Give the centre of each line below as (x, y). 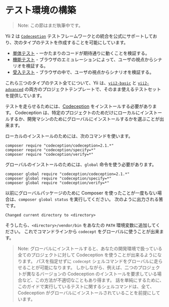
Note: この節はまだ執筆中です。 (50, 25)
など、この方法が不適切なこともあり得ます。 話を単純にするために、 (93, 280)
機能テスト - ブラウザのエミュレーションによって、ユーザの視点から (83, 59)
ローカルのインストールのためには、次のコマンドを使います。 (69, 136)
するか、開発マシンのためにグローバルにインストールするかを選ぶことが (84, 119)
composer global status (43, 200)
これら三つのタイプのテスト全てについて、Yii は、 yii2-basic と (71, 83)
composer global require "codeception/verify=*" (57, 183)
